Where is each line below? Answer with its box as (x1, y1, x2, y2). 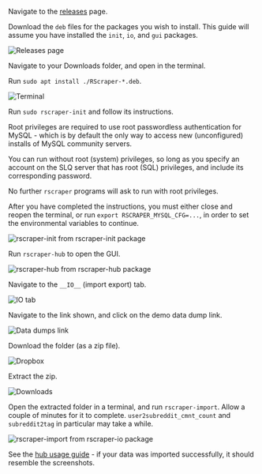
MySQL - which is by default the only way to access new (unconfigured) (8, 130, 244, 140)
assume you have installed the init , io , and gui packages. (8, 31, 199, 39)
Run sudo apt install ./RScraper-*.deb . (8, 77, 142, 85)
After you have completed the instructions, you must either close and (8, 201, 233, 211)
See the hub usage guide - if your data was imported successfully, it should (8, 450, 254, 459)
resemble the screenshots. (8, 458, 95, 467)
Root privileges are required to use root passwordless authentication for (8, 122, 242, 131)
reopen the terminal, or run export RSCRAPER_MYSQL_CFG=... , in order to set (8, 210, 249, 220)
